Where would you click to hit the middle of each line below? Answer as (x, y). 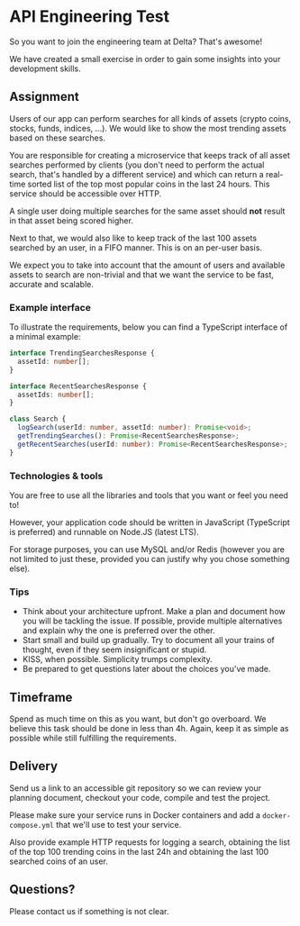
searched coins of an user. (59, 861)
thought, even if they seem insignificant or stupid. (114, 649)
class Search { (38, 419)
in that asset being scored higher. (71, 220)
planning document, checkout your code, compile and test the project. (140, 797)
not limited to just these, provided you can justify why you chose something (150, 558)
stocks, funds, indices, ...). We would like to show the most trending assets (148, 128)
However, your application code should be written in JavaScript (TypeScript (150, 522)
